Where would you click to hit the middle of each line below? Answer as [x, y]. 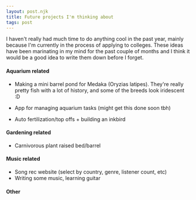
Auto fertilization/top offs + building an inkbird [70, 119]
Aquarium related [28, 71]
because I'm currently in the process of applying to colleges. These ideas [94, 45]
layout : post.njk [27, 11]
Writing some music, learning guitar [57, 178]
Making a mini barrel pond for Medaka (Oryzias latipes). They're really [99, 84]
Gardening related [29, 133]
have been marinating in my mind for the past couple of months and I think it [98, 51]
